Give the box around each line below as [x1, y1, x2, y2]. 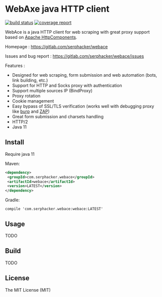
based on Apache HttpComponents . [5, 34, 77, 40]
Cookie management [12, 98, 54, 104]
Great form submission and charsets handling [12, 113, 104, 119]
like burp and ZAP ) [12, 108, 50, 114]
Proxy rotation [12, 93, 40, 99]
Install [5, 138, 24, 147]
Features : [5, 63, 25, 68]
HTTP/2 [12, 119, 28, 125]
